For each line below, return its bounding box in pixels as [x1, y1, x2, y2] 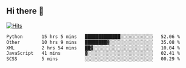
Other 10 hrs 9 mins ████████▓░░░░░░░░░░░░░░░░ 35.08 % [6, 39, 181, 45]
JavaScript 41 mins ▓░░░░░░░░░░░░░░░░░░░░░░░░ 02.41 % [6, 51, 181, 57]
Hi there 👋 [6, 6, 44, 16]
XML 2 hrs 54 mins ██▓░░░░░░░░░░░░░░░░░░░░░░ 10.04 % [6, 45, 181, 51]
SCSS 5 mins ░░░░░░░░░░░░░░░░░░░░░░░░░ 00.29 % [6, 56, 181, 62]
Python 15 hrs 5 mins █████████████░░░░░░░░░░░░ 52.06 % [6, 34, 181, 40]
